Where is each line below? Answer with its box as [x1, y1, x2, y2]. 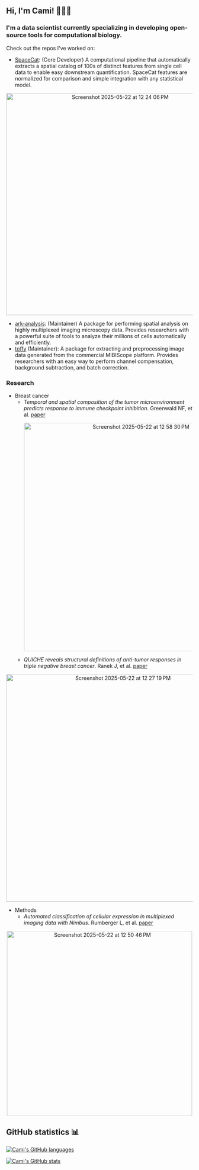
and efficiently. [14, 339, 52, 346]
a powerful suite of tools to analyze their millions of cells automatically [14, 332, 187, 339]
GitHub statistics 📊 [6, 1127, 79, 1137]
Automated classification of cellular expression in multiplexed [23, 912, 175, 920]
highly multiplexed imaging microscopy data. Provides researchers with [14, 326, 190, 333]
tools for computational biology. [27, 31, 123, 39]
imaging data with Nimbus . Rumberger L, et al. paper [23, 919, 153, 926]
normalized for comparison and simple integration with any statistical [14, 75, 184, 82]
